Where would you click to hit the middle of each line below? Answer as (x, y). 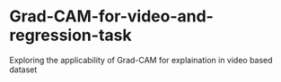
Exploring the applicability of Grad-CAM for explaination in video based (141, 60)
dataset (23, 70)
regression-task (70, 35)
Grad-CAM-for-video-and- (111, 16)
